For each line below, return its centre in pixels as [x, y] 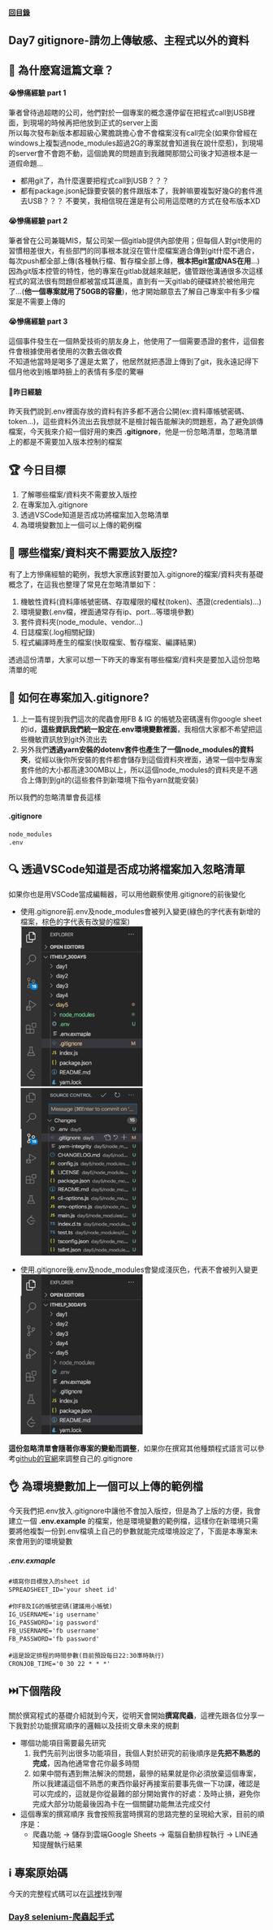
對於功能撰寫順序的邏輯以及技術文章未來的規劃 [101, 1726]
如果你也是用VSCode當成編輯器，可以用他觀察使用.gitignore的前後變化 [127, 894]
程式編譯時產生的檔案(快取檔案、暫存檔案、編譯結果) [108, 642]
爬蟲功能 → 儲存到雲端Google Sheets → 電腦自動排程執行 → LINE [141, 1835]
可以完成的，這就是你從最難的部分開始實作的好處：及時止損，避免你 [146, 1794]
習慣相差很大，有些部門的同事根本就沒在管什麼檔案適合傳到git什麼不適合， [134, 250]
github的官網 [37, 1458]
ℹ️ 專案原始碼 [38, 1873]
